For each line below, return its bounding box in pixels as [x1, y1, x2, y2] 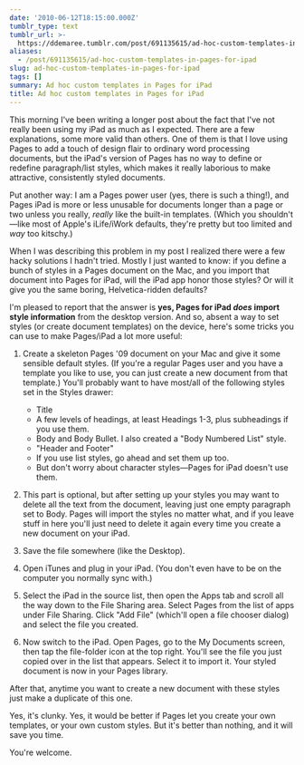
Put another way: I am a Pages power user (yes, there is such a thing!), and [9, 189, 290, 200]
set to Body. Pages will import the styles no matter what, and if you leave [22, 508, 294, 519]
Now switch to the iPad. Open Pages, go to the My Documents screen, [22, 636, 286, 647]
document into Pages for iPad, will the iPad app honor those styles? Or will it [9, 274, 294, 286]
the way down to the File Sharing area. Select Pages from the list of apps [22, 599, 295, 610]
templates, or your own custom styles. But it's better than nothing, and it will [9, 720, 293, 731]
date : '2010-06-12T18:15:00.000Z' [9, 13, 140, 23]
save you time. [9, 729, 64, 740]
